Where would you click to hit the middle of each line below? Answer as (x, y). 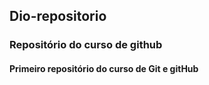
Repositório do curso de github (86, 45)
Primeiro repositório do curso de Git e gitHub (104, 68)
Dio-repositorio (58, 16)
